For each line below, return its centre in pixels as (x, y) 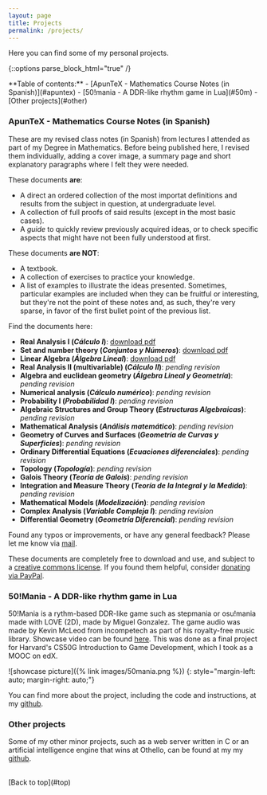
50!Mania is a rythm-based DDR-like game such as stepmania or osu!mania (132, 613)
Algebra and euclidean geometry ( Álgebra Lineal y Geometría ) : (126, 375)
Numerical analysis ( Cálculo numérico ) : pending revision (115, 392)
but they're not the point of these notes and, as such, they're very (128, 302)
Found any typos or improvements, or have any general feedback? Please (129, 535)
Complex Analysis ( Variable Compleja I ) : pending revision (116, 511)
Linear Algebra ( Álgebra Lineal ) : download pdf (98, 358)
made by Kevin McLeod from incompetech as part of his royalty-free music (132, 630)
